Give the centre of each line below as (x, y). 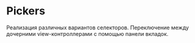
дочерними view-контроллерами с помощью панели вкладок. (87, 33)
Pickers (26, 11)
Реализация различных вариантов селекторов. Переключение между (97, 27)
